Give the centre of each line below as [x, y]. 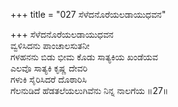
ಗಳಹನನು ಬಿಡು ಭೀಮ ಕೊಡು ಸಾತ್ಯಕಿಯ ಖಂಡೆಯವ [84, 57]
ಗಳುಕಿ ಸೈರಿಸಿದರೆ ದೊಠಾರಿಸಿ [48, 79]
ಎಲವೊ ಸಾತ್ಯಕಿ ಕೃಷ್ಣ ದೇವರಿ [49, 68]
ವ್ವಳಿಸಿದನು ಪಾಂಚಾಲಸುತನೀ [50, 45]
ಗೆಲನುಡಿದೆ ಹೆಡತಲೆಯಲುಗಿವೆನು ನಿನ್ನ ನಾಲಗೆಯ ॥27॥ [89, 90]
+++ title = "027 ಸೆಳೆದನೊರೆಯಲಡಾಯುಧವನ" [88, 14]
